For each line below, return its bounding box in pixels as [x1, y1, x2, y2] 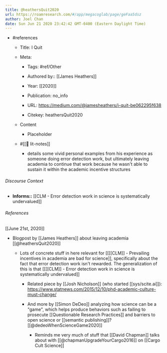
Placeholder [27, 131, 52, 137]
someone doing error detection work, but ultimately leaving [27, 156, 150, 162]
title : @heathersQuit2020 [5, 7, 59, 12]
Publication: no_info [27, 93, 68, 99]
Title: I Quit [19, 44, 42, 50]
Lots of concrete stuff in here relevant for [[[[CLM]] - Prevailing [19, 250, 150, 256]
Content [19, 121, 36, 127]
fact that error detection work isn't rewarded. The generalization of [19, 260, 158, 266]
